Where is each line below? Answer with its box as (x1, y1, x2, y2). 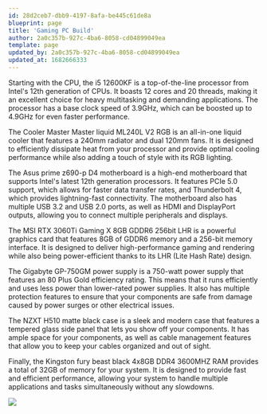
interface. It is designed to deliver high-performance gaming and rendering (8, 242, 255, 252)
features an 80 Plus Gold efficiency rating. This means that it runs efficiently (8, 275, 258, 284)
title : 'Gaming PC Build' (8, 26, 94, 34)
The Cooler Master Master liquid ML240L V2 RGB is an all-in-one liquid (8, 127, 241, 136)
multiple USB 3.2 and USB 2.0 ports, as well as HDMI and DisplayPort (8, 201, 236, 211)
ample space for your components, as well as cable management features (8, 332, 252, 342)
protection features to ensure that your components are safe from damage (8, 291, 253, 301)
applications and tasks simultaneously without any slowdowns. (8, 381, 215, 391)
